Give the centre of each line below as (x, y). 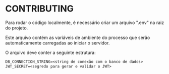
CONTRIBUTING (40, 9)
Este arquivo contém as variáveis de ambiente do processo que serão (78, 37)
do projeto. (17, 27)
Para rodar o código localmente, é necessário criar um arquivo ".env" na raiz (85, 22)
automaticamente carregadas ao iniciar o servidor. (58, 42)
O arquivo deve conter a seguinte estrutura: (50, 52)
